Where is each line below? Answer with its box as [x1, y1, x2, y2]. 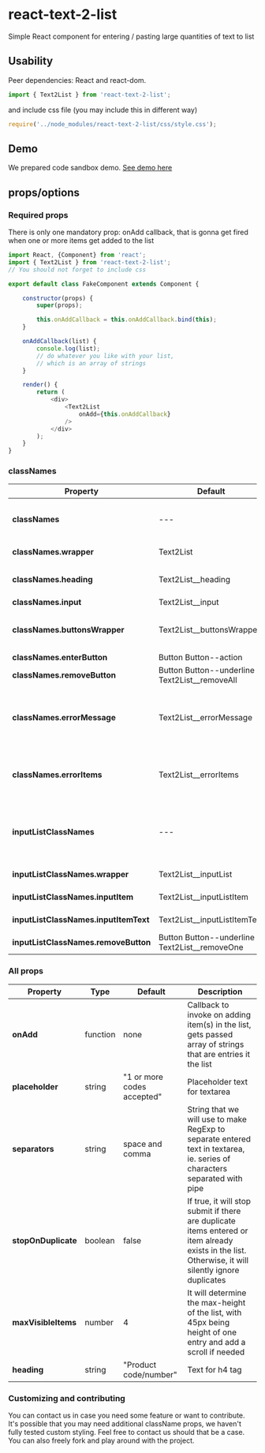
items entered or [187, 1225, 248, 1236]
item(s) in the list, [187, 1019, 252, 1030]
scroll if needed [187, 1347, 245, 1358]
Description [197, 986, 243, 997]
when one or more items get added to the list [8, 236, 155, 245]
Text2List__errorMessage [159, 712, 252, 723]
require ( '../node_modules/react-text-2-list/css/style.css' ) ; [8, 120, 217, 128]
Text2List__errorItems [159, 769, 239, 780]
